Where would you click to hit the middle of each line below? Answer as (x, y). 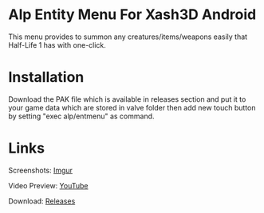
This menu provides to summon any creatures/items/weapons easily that (128, 37)
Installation (46, 77)
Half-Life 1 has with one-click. (57, 45)
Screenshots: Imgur (41, 170)
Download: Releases (42, 201)
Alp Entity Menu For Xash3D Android (132, 15)
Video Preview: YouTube (49, 185)
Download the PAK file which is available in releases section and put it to (127, 99)
